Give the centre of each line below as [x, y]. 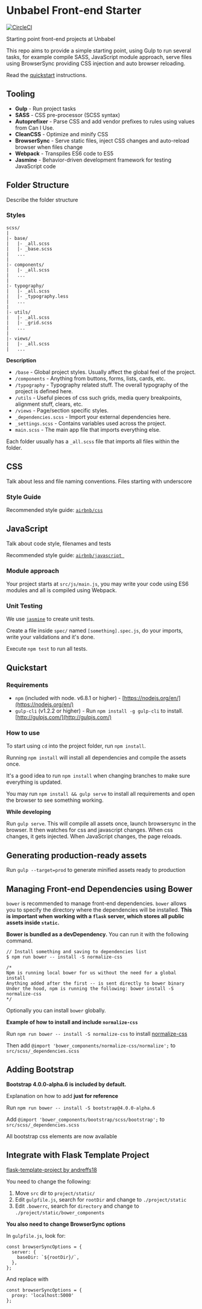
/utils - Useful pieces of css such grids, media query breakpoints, [98, 397]
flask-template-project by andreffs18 [52, 1170]
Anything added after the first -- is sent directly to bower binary [96, 983]
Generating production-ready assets [77, 855]
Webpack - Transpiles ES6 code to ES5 [64, 153]
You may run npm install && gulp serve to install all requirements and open [101, 794]
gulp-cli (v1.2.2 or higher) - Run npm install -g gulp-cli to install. [99, 711]
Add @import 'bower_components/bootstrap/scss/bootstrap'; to [85, 1119]
